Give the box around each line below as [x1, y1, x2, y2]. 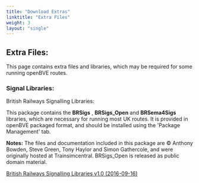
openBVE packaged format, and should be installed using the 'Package [6, 122, 180, 129]
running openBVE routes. [6, 70, 68, 77]
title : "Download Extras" [6, 8, 70, 15]
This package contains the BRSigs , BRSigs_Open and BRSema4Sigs [6, 109, 176, 116]
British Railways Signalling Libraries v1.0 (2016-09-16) [6, 170, 138, 177]
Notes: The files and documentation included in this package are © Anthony [6, 140, 193, 147]
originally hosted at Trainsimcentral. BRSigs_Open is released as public [6, 152, 180, 159]
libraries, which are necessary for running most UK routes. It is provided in [6, 115, 188, 122]
